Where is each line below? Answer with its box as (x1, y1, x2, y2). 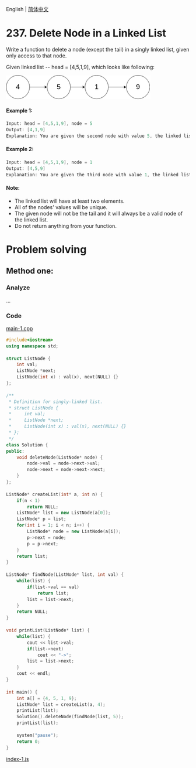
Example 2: (6, 146, 34, 153)
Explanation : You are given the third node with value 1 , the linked (6, 172, 179, 178)
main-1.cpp (6, 325, 33, 332)
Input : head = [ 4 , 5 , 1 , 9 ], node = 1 (6, 159, 93, 165)
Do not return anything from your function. (14, 222, 117, 229)
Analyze (6, 284, 30, 292)
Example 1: (6, 107, 33, 114)
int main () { (6, 689, 38, 695)
